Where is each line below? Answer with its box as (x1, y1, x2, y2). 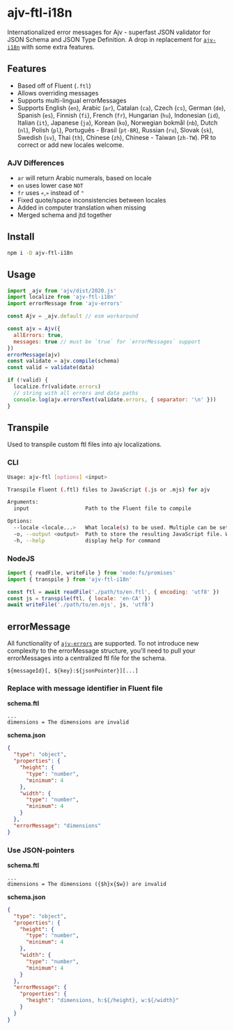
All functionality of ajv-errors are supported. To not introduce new (7, 639, 199, 648)
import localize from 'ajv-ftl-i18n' (7, 294, 117, 301)
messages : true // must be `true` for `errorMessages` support (13, 338, 201, 345)
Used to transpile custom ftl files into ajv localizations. (7, 440, 162, 448)
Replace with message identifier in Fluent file (7, 684, 163, 694)
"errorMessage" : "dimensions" (13, 822, 101, 829)
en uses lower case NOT (17, 181, 84, 189)
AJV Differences (7, 158, 65, 168)
